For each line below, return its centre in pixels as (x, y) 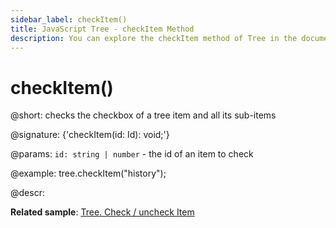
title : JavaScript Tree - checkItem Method (102, 29)
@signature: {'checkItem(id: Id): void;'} (90, 135)
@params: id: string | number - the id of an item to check (132, 154)
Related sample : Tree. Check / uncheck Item (102, 212)
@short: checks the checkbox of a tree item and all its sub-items (143, 115)
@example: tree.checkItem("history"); (88, 173)
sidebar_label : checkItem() (69, 19)
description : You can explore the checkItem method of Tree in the (154, 38)
